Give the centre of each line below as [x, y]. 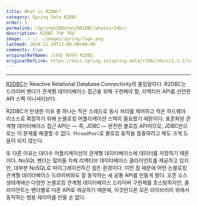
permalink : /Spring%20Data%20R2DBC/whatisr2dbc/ [67, 28]
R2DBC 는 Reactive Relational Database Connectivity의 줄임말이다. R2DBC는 [96, 84]
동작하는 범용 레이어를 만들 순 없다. [46, 197]
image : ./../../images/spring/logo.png [55, 39]
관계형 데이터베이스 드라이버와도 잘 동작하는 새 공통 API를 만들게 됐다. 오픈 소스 [97, 175]
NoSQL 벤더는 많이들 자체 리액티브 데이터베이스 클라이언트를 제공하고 [98, 160]
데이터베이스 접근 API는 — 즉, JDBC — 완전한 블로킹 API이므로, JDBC [98, 126]
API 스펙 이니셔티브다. [31, 98]
